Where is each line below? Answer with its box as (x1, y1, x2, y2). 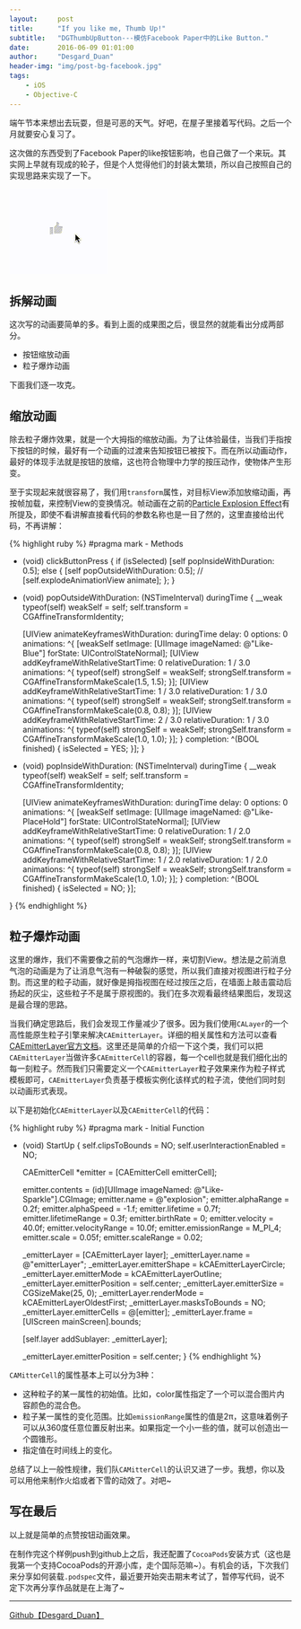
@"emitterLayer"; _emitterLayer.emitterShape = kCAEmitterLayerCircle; (21, 1259, 286, 1270)
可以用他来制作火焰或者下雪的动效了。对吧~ (9, 1475, 172, 1486)
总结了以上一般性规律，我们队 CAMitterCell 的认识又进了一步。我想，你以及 (9, 1464, 285, 1475)
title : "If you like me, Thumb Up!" (9, 23, 167, 33)
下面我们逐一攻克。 (9, 380, 81, 391)
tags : (9, 72, 30, 81)
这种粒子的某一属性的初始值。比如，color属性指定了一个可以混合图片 (21, 1388, 278, 1400)
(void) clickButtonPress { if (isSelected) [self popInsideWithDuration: (21, 556, 275, 567)
